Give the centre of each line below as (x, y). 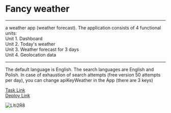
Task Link (15, 90)
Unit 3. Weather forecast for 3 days (42, 49)
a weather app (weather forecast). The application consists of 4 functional (83, 27)
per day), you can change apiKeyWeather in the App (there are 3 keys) (79, 80)
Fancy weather (37, 9)
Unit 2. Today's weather (30, 44)
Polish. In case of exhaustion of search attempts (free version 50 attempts (83, 75)
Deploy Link (18, 95)
